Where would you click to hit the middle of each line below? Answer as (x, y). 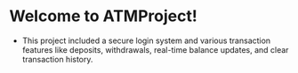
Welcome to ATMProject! (103, 16)
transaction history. (57, 59)
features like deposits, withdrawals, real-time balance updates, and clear (155, 49)
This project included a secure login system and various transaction (146, 40)
